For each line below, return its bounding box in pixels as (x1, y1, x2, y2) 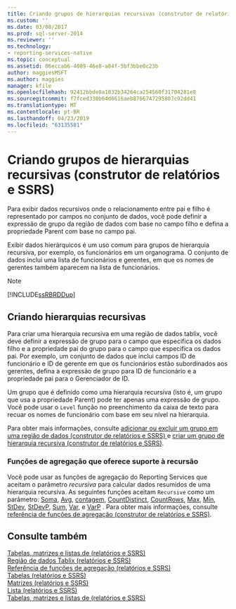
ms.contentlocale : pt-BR (7, 108, 80, 115)
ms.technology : (7, 43, 52, 50)
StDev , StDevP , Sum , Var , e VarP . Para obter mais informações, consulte (7, 502, 218, 511)
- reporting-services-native (7, 50, 93, 57)
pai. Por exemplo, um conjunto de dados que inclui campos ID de (7, 352, 196, 361)
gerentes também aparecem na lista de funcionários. (7, 263, 160, 271)
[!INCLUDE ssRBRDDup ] (7, 290, 76, 299)
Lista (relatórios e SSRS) (7, 586, 78, 595)
